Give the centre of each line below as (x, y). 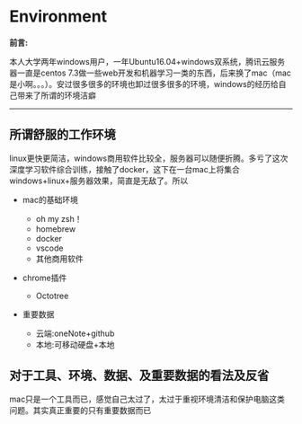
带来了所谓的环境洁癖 (56, 95)
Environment (58, 17)
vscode (49, 248)
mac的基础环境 (50, 199)
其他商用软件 (59, 259)
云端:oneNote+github (75, 333)
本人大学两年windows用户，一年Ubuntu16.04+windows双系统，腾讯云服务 (147, 61)
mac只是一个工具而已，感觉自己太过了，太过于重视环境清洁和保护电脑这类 (147, 399)
